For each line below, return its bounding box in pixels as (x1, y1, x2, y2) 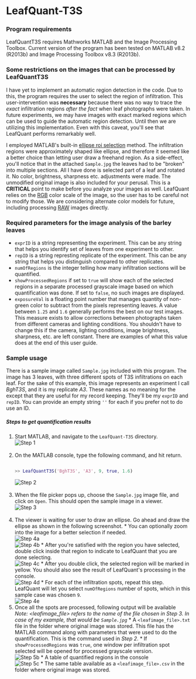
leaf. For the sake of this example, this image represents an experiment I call (6, 380, 190, 387)
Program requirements (6, 25, 72, 34)
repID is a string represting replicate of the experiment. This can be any (14, 252, 187, 259)
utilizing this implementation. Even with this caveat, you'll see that (6, 123, 164, 131)
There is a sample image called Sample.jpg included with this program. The (6, 367, 187, 374)
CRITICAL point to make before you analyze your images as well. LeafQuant (6, 185, 190, 192)
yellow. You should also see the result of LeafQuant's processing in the (14, 566, 186, 574)
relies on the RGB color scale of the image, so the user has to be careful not (6, 191, 189, 198)
